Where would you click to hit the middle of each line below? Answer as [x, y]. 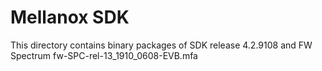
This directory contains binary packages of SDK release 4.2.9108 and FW [161, 45]
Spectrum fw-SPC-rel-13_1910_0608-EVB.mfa [104, 55]
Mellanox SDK [70, 17]
